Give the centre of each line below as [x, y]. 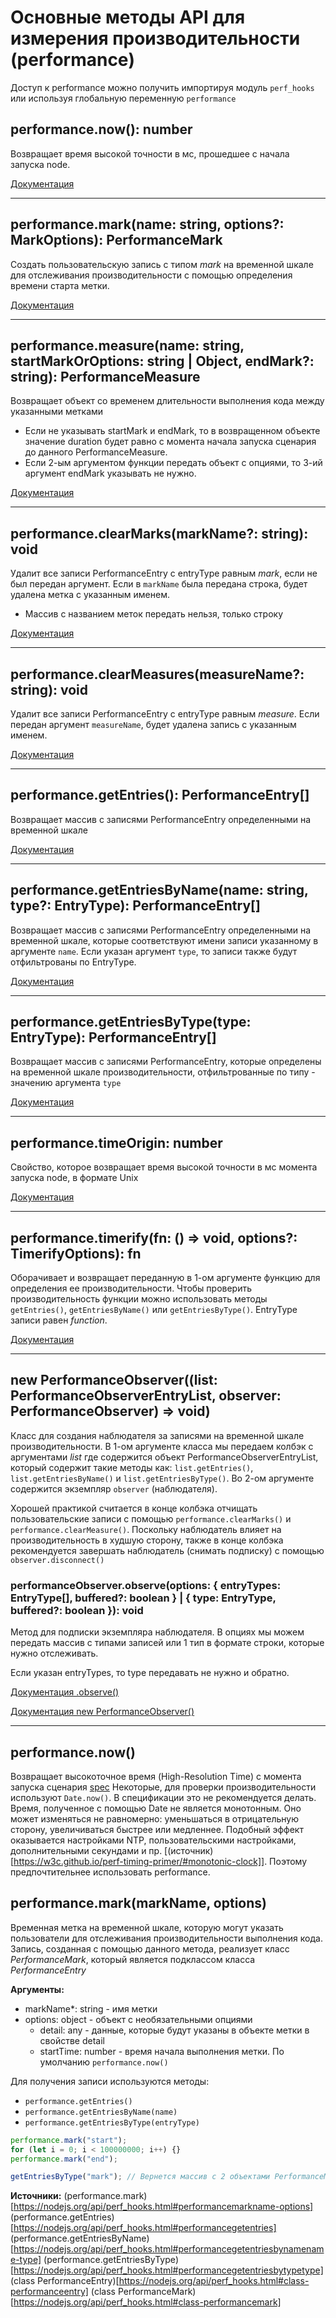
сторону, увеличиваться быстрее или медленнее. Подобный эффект [157, 1829]
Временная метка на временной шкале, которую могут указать [147, 1927]
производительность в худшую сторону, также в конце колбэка [147, 1540]
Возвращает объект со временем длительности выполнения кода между [167, 401]
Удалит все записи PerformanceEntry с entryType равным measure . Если [165, 714]
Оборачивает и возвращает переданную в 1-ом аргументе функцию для [165, 1278]
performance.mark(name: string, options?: [147, 224]
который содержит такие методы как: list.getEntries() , [132, 1467]
